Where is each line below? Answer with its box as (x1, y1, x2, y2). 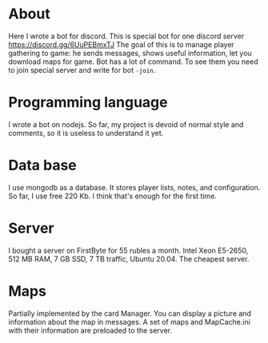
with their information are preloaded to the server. (8, 325, 173, 335)
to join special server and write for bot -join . (8, 65, 156, 74)
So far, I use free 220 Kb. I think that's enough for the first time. (8, 191, 218, 201)
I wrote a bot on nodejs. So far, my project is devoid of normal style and (8, 119, 244, 129)
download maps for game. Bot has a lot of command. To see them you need (8, 57, 258, 66)
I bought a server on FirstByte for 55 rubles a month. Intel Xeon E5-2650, (8, 245, 249, 255)
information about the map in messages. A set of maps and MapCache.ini (8, 317, 250, 326)
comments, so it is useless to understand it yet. (8, 128, 164, 138)
